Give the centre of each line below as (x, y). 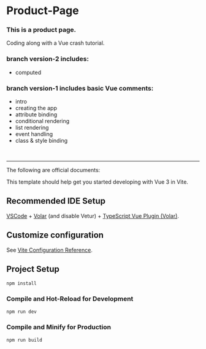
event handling (34, 134)
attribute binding (36, 114)
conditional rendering (42, 121)
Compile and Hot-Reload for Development (70, 299)
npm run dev (21, 312)
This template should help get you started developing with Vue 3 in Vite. (97, 182)
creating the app (36, 108)
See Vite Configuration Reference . (50, 250)
